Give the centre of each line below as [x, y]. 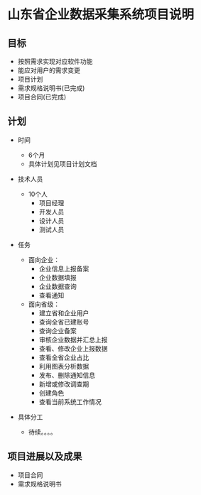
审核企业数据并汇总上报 [73, 339]
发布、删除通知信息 [67, 375]
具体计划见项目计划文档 [63, 163]
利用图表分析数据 [64, 366]
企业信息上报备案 [64, 268]
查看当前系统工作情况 [70, 401]
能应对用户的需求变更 [49, 70]
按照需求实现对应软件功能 [55, 61]
